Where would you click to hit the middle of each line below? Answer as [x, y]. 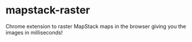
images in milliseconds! [34, 32]
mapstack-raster [48, 10]
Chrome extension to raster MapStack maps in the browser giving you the [96, 26]
